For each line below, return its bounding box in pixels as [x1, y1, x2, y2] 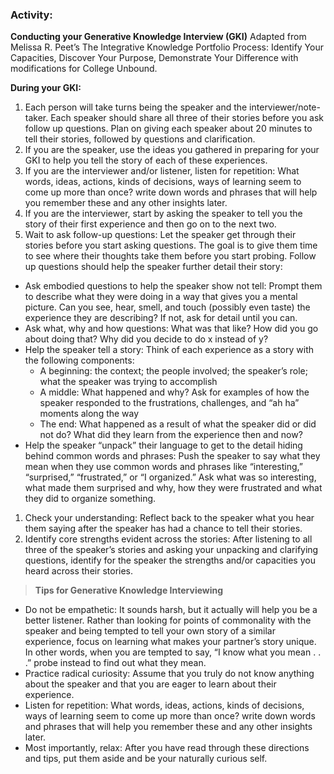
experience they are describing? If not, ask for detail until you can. [24, 312, 298, 324]
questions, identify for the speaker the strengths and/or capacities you [24, 554, 316, 567]
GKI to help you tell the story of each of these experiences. [24, 154, 268, 167]
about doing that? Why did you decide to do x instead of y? [24, 333, 269, 345]
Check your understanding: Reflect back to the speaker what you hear [24, 512, 315, 524]
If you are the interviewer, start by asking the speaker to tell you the [24, 208, 303, 220]
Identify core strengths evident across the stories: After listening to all [24, 533, 313, 545]
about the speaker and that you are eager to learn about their [24, 678, 277, 690]
